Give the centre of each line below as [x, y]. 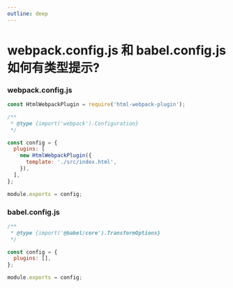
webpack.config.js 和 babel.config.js [117, 50]
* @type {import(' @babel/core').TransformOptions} [85, 233]
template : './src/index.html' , [71, 162]
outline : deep [28, 14]
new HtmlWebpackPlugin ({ [56, 156]
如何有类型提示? [53, 68]
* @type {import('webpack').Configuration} [74, 123]
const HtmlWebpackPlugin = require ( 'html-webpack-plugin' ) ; [97, 105]
